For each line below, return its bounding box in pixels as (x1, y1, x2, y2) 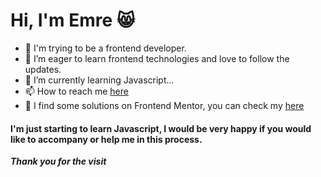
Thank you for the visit (10, 155, 107, 168)
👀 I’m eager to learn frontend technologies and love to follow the (24, 52, 290, 64)
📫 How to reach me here (24, 85, 129, 97)
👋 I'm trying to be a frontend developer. (24, 42, 187, 54)
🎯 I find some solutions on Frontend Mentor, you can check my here (24, 99, 305, 111)
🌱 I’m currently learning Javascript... (24, 74, 175, 86)
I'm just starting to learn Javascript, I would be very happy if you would (10, 122, 312, 134)
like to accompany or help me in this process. (10, 133, 203, 145)
